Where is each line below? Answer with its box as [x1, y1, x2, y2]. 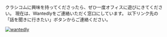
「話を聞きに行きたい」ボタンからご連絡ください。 [5, 17, 111, 22]
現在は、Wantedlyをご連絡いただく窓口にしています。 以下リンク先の [15, 10, 158, 16]
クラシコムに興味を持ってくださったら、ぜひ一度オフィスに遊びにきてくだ [5, 4, 158, 10]
